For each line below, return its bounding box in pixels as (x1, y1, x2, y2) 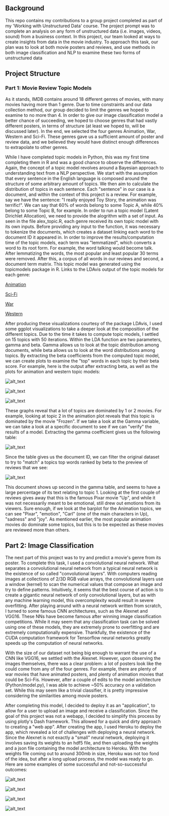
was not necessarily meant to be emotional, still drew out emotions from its (5, 500, 161, 506)
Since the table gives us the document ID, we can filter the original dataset (5, 454, 159, 460)
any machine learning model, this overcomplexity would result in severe (5, 598, 154, 604)
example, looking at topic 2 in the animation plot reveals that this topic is (5, 413, 155, 419)
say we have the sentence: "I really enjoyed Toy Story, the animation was (5, 196, 157, 203)
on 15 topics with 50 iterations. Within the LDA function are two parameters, (5, 336, 162, 342)
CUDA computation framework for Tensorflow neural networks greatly (5, 635, 151, 641)
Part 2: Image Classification (5, 541, 94, 550)
